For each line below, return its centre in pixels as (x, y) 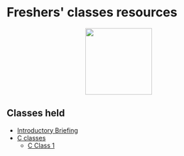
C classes (31, 138)
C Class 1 (41, 145)
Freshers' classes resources (92, 12)
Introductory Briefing (48, 130)
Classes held (36, 113)
